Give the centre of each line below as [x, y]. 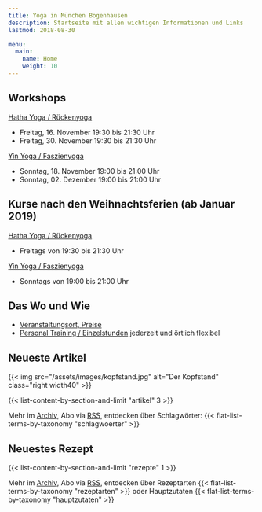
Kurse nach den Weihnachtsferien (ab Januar [122, 204]
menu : [17, 44]
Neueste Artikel [47, 357]
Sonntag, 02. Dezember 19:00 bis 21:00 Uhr [90, 179]
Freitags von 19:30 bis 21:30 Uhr [71, 250]
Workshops [37, 98]
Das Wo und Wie [49, 306]
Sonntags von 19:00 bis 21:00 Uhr [74, 281]
